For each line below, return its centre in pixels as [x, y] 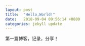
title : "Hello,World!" [30, 14]
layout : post [19, 10]
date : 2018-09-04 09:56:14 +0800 [43, 19]
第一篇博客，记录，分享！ [32, 38]
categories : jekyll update [34, 24]
